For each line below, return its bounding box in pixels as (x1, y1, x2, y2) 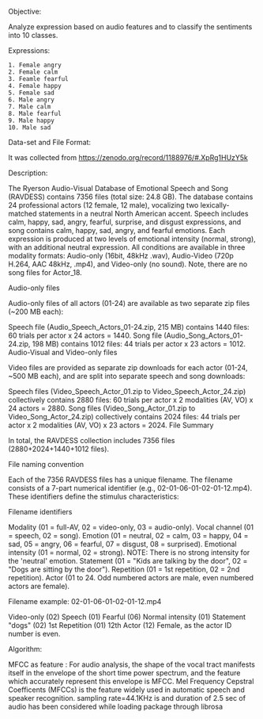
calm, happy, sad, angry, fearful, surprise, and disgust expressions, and (8, 217, 242, 227)
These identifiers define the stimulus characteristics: (8, 491, 179, 501)
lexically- (200, 201, 231, 209)
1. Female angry (8, 61, 62, 69)
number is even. (8, 629, 61, 638)
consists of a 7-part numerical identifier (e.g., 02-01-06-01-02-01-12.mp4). (8, 484, 253, 492)
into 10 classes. (8, 31, 58, 40)
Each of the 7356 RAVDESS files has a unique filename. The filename (8, 475, 233, 484)
